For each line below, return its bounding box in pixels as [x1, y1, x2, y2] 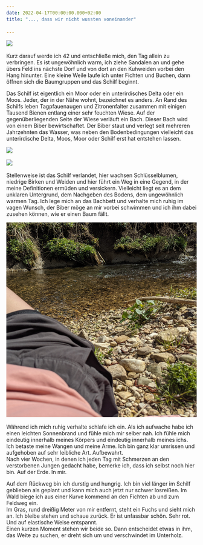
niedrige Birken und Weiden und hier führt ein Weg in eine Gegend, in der [6, 178, 189, 186]
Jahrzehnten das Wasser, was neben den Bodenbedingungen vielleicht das [6, 129, 194, 136]
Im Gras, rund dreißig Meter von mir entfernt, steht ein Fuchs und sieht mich [6, 506, 195, 513]
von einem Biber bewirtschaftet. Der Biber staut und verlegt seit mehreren [6, 122, 190, 130]
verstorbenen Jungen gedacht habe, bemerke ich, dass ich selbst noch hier [6, 461, 195, 469]
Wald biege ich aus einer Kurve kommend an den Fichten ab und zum [6, 493, 179, 500]
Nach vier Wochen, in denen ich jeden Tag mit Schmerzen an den [6, 455, 169, 463]
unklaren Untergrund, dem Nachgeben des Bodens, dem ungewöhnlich [6, 191, 184, 198]
